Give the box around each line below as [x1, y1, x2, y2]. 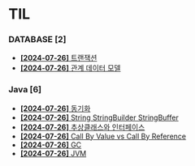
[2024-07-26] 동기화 [19, 103, 91, 113]
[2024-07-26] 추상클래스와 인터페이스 [19, 122, 145, 132]
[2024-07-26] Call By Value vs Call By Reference [19, 131, 187, 141]
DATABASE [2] [8, 34, 67, 45]
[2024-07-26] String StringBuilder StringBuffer [19, 113, 179, 122]
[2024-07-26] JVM [19, 148, 87, 158]
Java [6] [8, 84, 42, 96]
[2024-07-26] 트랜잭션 [19, 53, 97, 63]
